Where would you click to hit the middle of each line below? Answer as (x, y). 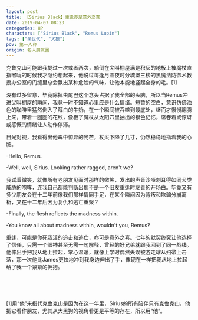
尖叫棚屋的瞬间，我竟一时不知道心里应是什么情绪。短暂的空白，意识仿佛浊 (101, 102)
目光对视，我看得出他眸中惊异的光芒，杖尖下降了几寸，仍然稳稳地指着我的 (96, 137)
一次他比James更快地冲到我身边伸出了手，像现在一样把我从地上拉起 (104, 259)
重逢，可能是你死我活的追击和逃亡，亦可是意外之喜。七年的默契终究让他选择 (99, 237)
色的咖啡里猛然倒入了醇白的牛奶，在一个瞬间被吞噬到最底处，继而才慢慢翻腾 (99, 109)
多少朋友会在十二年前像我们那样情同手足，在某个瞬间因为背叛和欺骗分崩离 (96, 194)
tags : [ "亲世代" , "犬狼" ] (36, 39)
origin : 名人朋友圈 (28, 50)
